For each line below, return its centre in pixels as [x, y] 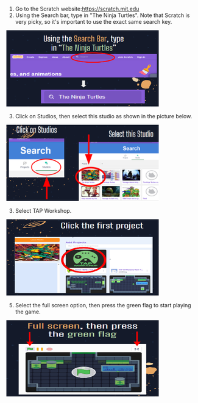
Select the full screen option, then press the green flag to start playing [103, 305]
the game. [28, 312]
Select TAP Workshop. [43, 211]
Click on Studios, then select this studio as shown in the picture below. [104, 116]
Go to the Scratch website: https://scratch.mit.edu [77, 9]
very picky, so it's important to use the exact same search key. [94, 22]
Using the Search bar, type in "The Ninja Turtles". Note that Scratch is [102, 15]
